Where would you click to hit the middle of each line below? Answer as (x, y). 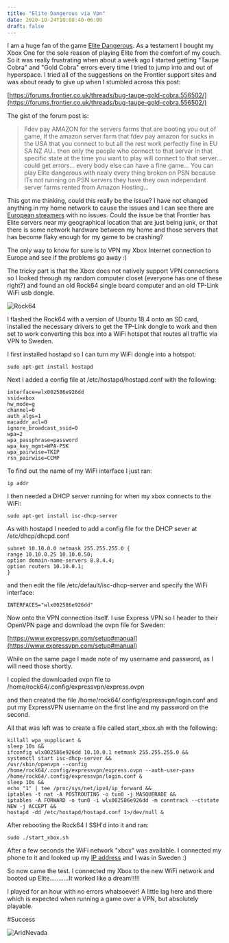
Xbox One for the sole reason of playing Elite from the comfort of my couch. (114, 53)
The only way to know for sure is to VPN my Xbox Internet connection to (109, 250)
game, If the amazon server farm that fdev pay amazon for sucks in (119, 136)
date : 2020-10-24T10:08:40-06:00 (55, 20)
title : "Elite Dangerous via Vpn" (57, 13)
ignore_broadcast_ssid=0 (43, 428)
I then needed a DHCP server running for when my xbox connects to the (109, 496)
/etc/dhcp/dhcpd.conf (38, 536)
